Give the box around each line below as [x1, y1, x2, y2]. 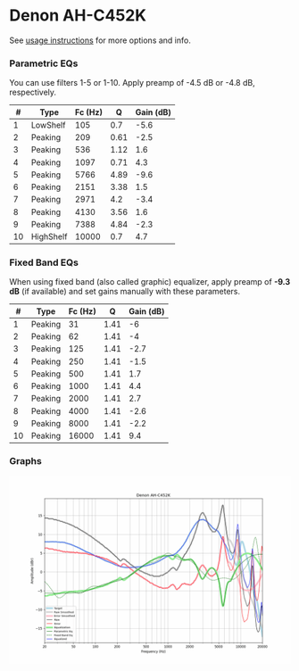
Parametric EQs [9, 57, 79, 70]
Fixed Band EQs [9, 256, 79, 269]
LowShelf [30, 120, 66, 130]
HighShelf [30, 231, 68, 242]
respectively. [9, 87, 56, 98]
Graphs [9, 455, 42, 468]
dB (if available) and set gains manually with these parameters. [9, 286, 241, 297]
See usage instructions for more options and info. [9, 35, 192, 46]
